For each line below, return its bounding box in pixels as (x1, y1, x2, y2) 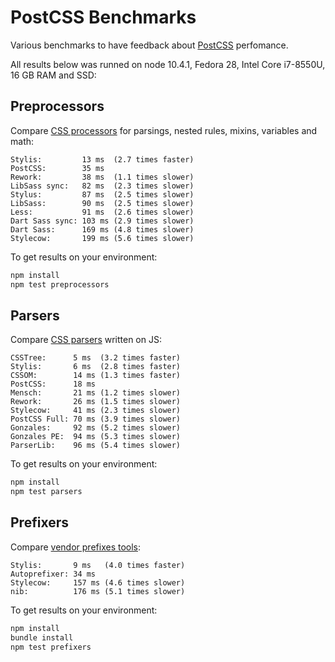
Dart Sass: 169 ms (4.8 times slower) (10, 224, 195, 235)
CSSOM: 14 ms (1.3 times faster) (10, 371, 182, 381)
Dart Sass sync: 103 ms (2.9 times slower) (10, 216, 195, 226)
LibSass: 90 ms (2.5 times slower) (10, 198, 195, 208)
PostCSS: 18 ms (10, 379, 97, 390)
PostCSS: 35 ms (10, 163, 105, 173)
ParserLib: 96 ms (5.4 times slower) (10, 441, 182, 451)
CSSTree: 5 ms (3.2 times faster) (10, 353, 182, 363)
